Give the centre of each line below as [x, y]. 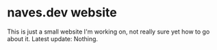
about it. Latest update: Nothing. [52, 38]
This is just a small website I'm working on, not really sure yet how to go [108, 32]
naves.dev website [62, 13]
